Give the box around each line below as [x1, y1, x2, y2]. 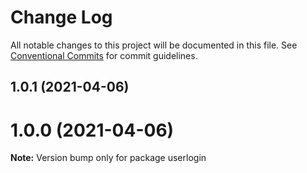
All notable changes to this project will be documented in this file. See [10, 39, 298, 51]
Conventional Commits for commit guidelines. [10, 49, 198, 61]
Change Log [10, 6, 113, 29]
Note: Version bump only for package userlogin [10, 152, 207, 164]
